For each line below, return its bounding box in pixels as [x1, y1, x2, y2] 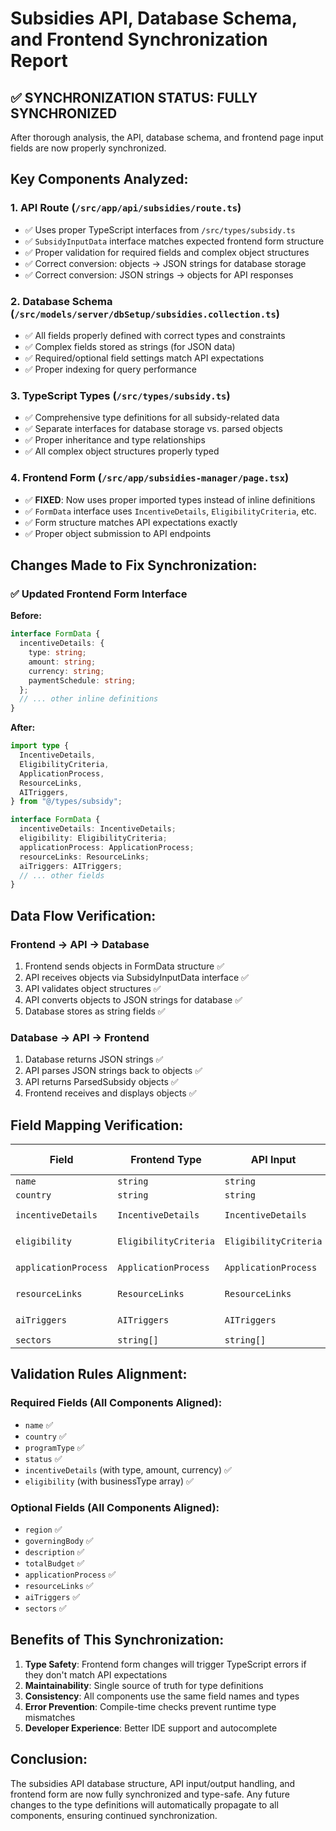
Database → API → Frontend [10, 1030, 150, 1044]
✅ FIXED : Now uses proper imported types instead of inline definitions [24, 493, 316, 506]
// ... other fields [19, 870, 105, 881]
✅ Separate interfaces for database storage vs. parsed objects [24, 423, 283, 435]
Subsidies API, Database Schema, [10, 7, 298, 30]
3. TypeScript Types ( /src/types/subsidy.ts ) [10, 388, 231, 402]
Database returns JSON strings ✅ [24, 1053, 164, 1066]
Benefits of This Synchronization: [10, 1632, 225, 1649]
